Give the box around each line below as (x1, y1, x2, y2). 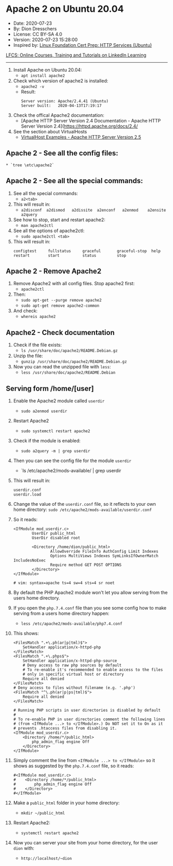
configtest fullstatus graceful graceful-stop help (13, 248, 161, 254)
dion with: (13, 845, 35, 851)
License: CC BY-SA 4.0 (13, 31, 63, 37)
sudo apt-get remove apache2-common (21, 303, 100, 309)
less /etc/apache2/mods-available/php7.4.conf (21, 621, 123, 626)
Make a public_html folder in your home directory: (13, 800, 120, 806)
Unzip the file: (13, 353, 43, 359)
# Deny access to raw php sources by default (23, 663, 122, 668)
